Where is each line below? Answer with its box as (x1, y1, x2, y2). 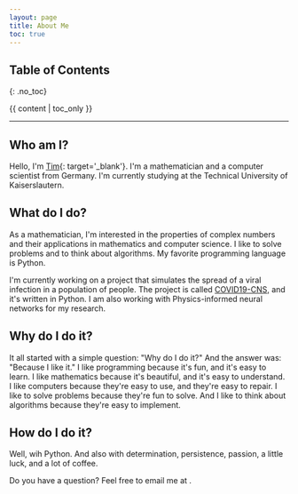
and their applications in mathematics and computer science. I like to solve (9, 238, 282, 249)
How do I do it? (9, 426, 93, 441)
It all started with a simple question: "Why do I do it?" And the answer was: (9, 352, 282, 363)
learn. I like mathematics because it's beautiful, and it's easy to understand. (9, 370, 286, 382)
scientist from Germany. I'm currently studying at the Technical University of (9, 171, 288, 180)
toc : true (9, 29, 46, 38)
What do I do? (9, 205, 87, 220)
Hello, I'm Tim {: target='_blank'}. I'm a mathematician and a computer (9, 161, 264, 171)
